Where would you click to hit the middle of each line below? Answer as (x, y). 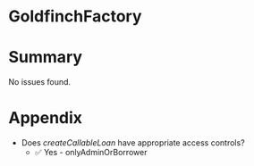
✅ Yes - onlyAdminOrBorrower (91, 153)
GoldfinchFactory (75, 17)
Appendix (45, 118)
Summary (45, 58)
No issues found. (40, 82)
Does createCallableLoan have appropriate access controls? (133, 143)
